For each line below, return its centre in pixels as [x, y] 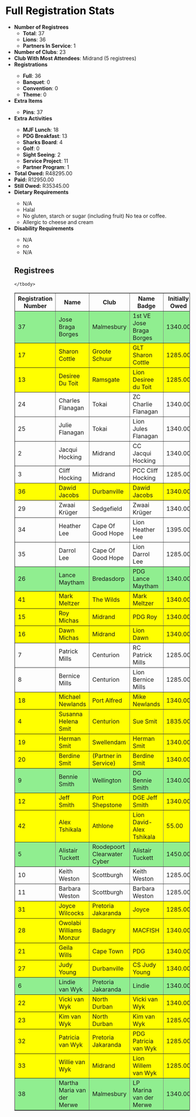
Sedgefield [107, 509]
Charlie [142, 404]
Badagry [104, 930]
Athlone [103, 825]
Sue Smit [145, 721]
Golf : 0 [31, 148]
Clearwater [107, 854]
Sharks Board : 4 [43, 142]
